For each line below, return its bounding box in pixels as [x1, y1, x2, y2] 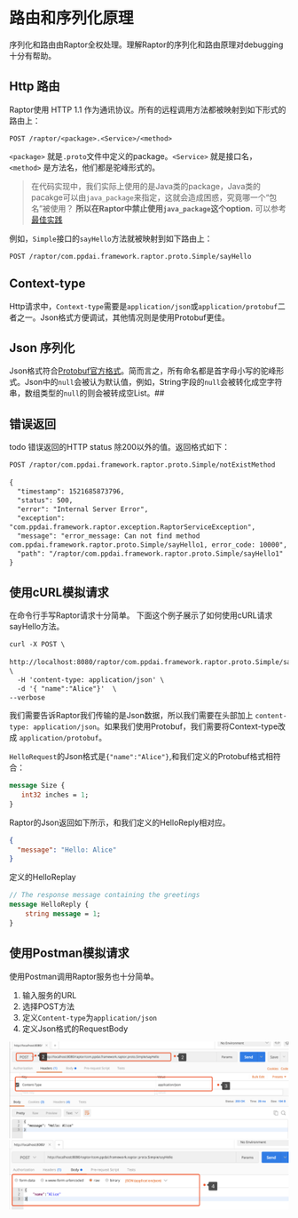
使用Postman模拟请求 [9, 946, 130, 961]
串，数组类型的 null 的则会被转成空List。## [9, 388, 165, 398]
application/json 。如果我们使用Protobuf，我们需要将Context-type [32, 721, 278, 732]
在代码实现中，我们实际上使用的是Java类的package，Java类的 [30, 180, 262, 191]
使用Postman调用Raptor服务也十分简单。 [9, 971, 160, 982]
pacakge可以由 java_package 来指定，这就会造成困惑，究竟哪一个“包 [30, 192, 278, 203]
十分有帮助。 [9, 50, 56, 60]
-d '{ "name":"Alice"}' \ [17, 685, 117, 693]
